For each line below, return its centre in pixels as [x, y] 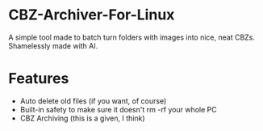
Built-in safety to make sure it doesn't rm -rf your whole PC [119, 109]
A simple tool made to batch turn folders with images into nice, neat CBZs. [132, 37]
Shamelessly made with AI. [53, 45]
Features [39, 79]
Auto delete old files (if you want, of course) [93, 101]
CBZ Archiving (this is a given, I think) [82, 118]
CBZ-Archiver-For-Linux [92, 15]
